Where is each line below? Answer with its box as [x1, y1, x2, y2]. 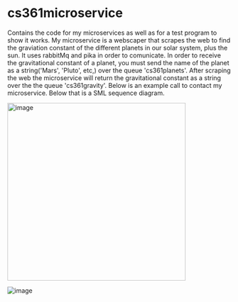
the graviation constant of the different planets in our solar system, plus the [7, 43, 228, 52]
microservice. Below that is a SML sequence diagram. [7, 89, 165, 97]
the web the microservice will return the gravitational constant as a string [7, 73, 222, 82]
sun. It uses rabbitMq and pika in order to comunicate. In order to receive [7, 51, 222, 60]
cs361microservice [7, 5, 123, 21]
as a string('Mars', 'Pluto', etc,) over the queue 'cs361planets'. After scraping [7, 66, 231, 74]
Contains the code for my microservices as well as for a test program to [7, 28, 217, 37]
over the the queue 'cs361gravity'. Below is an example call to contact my [7, 81, 222, 89]
